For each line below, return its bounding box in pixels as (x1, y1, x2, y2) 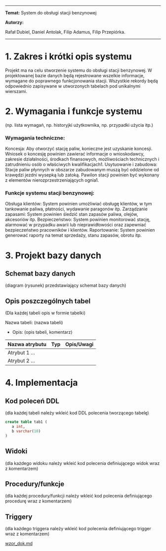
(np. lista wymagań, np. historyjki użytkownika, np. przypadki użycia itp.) (5, 122, 153, 128)
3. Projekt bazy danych (5, 250, 101, 261)
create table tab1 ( (5, 419, 48, 425)
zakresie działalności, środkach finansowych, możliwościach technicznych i (5, 156, 160, 162)
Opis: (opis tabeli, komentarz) (12, 329, 73, 335)
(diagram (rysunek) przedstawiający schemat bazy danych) (5, 283, 126, 289)
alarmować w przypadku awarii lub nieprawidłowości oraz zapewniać (5, 222, 147, 228)
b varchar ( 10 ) (11, 429, 41, 434)
